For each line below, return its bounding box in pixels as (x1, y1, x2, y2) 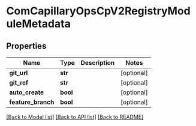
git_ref (9, 79, 29, 86)
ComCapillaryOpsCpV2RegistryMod (6, 4, 191, 18)
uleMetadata (6, 17, 71, 31)
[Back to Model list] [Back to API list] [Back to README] (6, 113, 144, 121)
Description (80, 59, 115, 67)
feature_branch (9, 98, 55, 106)
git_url (9, 69, 28, 77)
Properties (6, 41, 47, 51)
